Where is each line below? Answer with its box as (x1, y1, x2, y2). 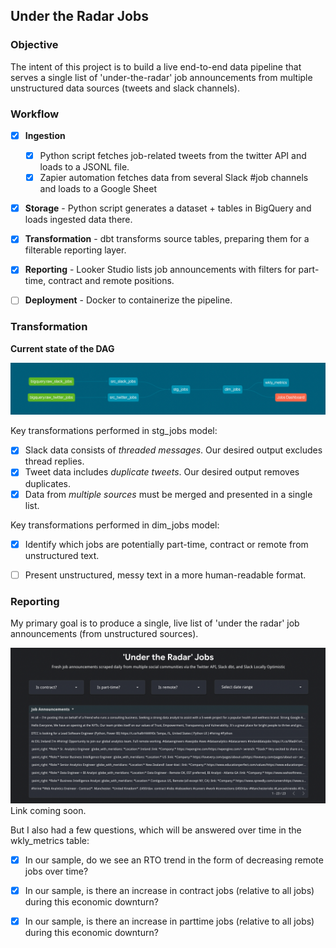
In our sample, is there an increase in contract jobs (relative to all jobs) (24, 885, 315, 897)
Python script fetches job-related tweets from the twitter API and (39, 150, 307, 162)
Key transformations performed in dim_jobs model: (10, 519, 220, 531)
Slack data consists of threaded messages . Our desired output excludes (24, 444, 323, 456)
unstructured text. (24, 549, 100, 561)
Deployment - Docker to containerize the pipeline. (24, 294, 233, 306)
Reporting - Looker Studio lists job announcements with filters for (24, 264, 297, 276)
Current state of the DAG (10, 342, 115, 354)
